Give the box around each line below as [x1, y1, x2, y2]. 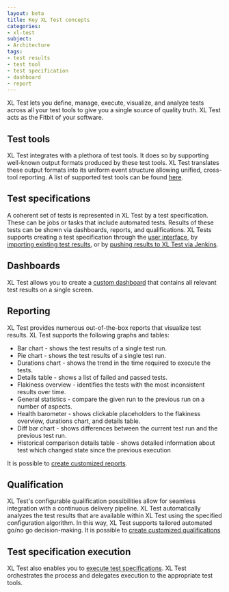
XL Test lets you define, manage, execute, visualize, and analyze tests [7, 99, 204, 107]
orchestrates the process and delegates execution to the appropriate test [7, 571, 213, 580]
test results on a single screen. [7, 285, 94, 294]
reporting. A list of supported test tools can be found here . [19, 173, 183, 181]
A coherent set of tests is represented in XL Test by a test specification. [7, 211, 208, 219]
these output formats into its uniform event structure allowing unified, [7, 166, 202, 175]
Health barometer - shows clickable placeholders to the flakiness [16, 409, 201, 417]
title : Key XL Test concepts [7, 16, 90, 23]
